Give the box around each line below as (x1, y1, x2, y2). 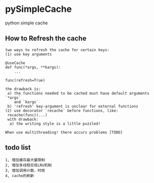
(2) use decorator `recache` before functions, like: (5, 108, 119, 113)
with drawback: (7, 117, 39, 122)
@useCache (5, 61, 26, 65)
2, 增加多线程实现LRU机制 (5, 163, 52, 168)
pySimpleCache (5, 3, 72, 15)
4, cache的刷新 (5, 173, 34, 178)
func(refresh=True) (5, 78, 46, 83)
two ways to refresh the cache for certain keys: (5, 47, 110, 53)
